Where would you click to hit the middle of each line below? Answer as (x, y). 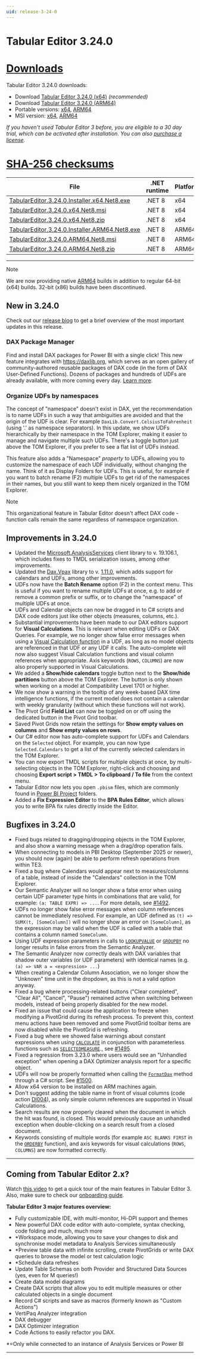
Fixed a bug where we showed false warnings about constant (90, 1036)
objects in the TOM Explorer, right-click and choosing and (109, 768)
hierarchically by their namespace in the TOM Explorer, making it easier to (97, 434)
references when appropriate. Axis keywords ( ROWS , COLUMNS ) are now (99, 660)
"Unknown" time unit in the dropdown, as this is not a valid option (95, 978)
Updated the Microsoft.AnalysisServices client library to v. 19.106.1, (96, 552)
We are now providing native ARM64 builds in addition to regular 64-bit (93, 280)
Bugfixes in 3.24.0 (41, 825)
